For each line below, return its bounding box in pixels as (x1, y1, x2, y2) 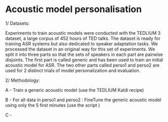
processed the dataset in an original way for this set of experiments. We (5, 46, 155, 52)
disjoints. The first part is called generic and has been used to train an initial (5, 56, 163, 63)
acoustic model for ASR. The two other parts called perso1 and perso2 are (5, 62, 160, 68)
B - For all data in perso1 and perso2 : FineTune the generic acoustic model (5, 97, 161, 103)
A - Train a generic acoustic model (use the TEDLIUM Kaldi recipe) (5, 87, 144, 93)
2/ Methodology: (5, 77, 40, 83)
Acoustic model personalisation (5, 4, 142, 15)
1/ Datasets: (5, 20, 30, 26)
